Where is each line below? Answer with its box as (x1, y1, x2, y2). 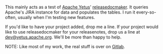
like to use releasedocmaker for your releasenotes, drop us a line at (5, 29, 140, 35)
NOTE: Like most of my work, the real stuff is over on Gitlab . (5, 44, 125, 49)
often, (5, 15, 17, 20)
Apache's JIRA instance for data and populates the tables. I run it (5, 9, 135, 15)
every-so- (136, 9, 157, 15)
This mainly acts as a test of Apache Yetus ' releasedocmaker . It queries (5, 4, 148, 10)
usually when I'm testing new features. (18, 15, 95, 20)
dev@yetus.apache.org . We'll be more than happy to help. (5, 34, 122, 40)
